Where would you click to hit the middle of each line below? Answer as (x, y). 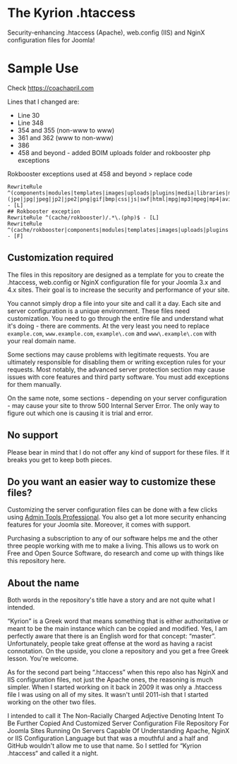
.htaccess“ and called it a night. (53, 753)
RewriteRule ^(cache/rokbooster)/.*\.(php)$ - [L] (83, 217)
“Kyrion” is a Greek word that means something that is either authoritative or (118, 621)
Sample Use (43, 69)
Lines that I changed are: (43, 101)
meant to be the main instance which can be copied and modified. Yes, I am (117, 629)
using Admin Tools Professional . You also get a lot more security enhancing (117, 517)
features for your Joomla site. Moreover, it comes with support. (99, 525)
